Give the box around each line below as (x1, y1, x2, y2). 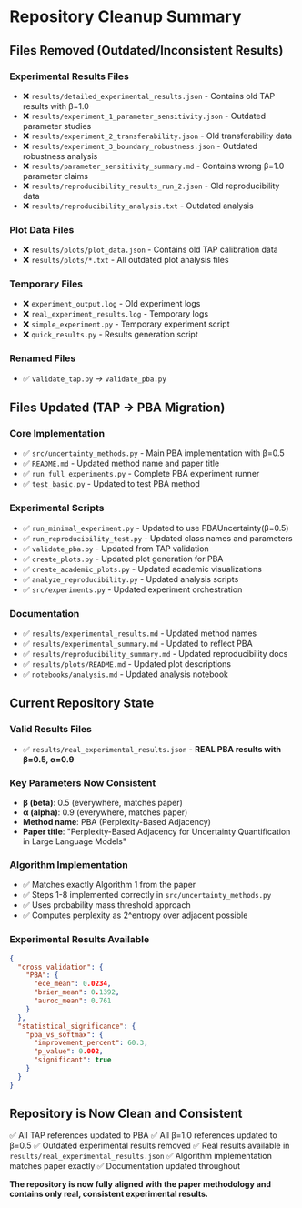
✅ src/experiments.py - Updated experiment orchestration (22, 584, 243, 595)
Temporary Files (9, 277, 84, 290)
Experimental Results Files (9, 70, 129, 83)
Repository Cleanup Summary (9, 6, 242, 27)
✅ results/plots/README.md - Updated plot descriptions (22, 659, 232, 669)
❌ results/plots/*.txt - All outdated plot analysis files (22, 255, 229, 266)
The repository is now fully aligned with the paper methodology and (9, 1179, 271, 1190)
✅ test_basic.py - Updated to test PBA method (22, 478, 200, 489)
